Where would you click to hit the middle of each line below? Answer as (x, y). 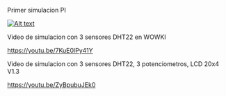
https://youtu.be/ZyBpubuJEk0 (51, 85)
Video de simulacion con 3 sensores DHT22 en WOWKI (87, 37)
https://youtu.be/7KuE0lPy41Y (50, 50)
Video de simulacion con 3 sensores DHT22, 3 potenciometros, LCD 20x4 (113, 64)
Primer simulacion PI (37, 10)
